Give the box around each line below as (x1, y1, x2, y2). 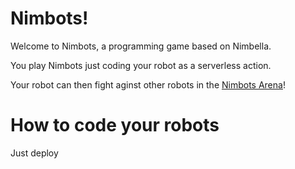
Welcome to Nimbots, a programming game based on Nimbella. (10, 40, 272, 52)
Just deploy (10, 147, 59, 159)
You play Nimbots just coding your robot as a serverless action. (10, 59, 272, 71)
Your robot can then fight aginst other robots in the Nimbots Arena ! (10, 78, 286, 91)
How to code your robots (10, 114, 220, 137)
